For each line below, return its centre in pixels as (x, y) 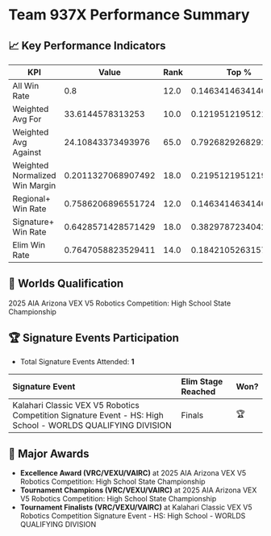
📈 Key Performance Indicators (88, 46)
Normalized (34, 175)
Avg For (27, 119)
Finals (192, 415)
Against (27, 152)
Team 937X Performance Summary (129, 15)
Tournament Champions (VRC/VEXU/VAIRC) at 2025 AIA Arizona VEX (138, 490)
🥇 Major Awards (49, 454)
